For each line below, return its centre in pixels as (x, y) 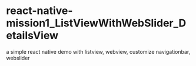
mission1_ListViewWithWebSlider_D (96, 23)
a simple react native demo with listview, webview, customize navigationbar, (98, 51)
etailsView (32, 36)
